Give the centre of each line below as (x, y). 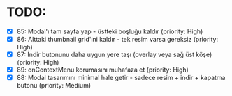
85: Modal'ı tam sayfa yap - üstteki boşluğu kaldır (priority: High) (110, 31)
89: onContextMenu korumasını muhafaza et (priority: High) (103, 70)
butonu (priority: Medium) (54, 86)
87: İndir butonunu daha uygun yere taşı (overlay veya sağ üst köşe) (114, 55)
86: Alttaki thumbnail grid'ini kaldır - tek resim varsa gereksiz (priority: (117, 39)
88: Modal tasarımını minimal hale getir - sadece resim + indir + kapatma (121, 78)
